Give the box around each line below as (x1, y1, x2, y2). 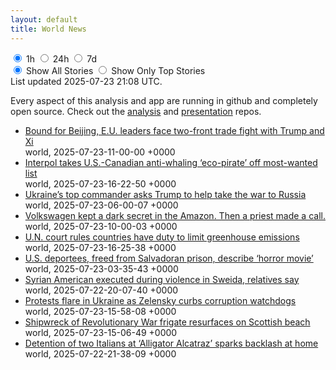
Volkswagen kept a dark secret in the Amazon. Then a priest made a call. (24, 209, 326, 221)
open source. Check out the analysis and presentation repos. (10, 105, 262, 117)
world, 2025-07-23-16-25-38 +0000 (24, 241, 177, 253)
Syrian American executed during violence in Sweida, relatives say (24, 273, 300, 285)
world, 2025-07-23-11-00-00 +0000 (24, 146, 176, 158)
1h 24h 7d (25, 52, 98, 65)
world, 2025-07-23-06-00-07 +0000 (24, 199, 179, 211)
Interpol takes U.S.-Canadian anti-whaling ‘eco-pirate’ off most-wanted (24, 156, 318, 168)
